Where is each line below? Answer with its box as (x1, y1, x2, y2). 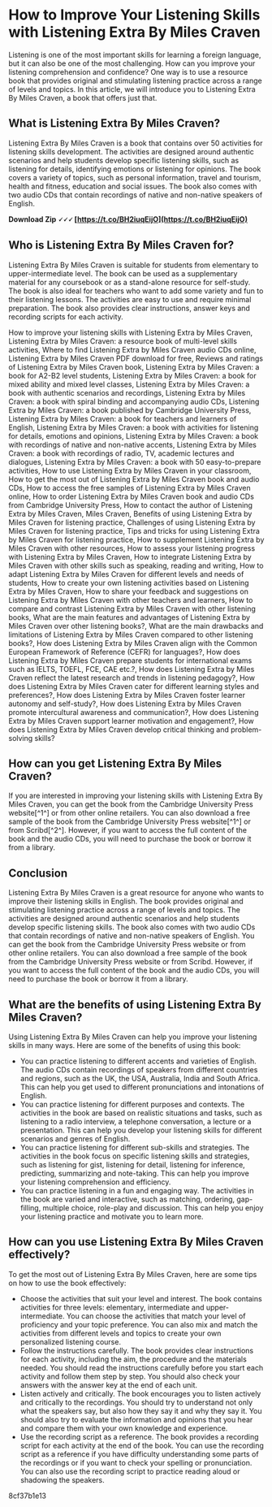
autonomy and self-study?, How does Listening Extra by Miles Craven (8, 699, 242, 708)
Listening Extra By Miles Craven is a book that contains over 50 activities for (8, 138, 263, 148)
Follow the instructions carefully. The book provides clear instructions (19, 1345, 254, 1355)
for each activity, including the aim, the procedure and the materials (19, 1354, 248, 1364)
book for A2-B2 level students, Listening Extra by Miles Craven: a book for (8, 370, 257, 380)
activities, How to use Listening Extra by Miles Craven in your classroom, (8, 466, 252, 475)
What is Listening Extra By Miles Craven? (8, 116, 221, 131)
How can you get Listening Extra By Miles (8, 756, 222, 770)
